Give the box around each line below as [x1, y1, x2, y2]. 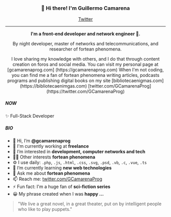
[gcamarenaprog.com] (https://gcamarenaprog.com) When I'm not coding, [7, 67, 164, 73]
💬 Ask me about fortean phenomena [12, 170, 91, 176]
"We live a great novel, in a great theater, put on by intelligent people [17, 201, 162, 207]
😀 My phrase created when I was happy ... [12, 191, 104, 197]
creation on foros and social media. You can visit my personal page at [12, 61, 159, 68]
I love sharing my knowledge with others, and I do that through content [11, 56, 160, 62]
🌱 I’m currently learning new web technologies [12, 165, 112, 171]
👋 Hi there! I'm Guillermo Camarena [41, 5, 130, 12]
